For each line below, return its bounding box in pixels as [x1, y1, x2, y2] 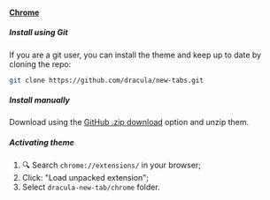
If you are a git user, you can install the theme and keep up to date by [9, 49, 262, 60]
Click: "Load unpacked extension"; [21, 173, 149, 183]
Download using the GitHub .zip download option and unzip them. [9, 117, 250, 128]
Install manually [9, 95, 71, 106]
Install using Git [9, 27, 68, 38]
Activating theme [9, 137, 75, 147]
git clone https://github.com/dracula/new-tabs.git [9, 76, 204, 85]
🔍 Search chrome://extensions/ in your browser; [21, 159, 202, 171]
